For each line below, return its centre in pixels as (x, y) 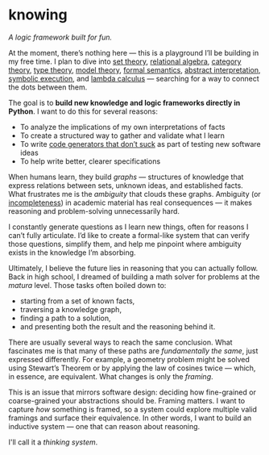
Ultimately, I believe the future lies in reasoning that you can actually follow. (133, 268)
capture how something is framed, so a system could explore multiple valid (133, 409)
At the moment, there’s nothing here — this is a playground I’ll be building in (134, 52)
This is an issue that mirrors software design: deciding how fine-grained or (132, 392)
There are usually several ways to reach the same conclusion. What (120, 342)
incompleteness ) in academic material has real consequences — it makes (130, 202)
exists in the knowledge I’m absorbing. (72, 253)
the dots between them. (48, 87)
